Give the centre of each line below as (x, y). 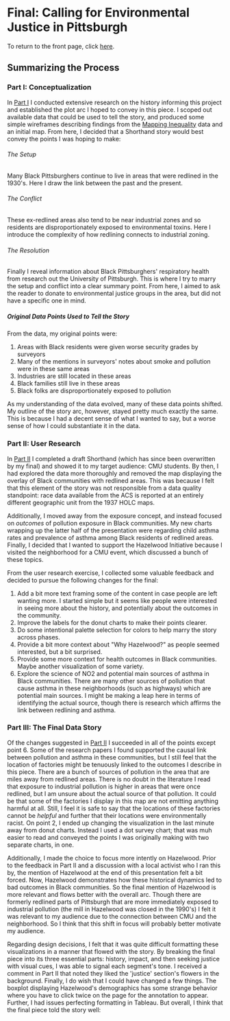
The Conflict (25, 199)
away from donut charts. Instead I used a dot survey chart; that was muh (110, 830)
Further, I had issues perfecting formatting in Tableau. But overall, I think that (115, 1002)
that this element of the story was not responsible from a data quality (104, 488)
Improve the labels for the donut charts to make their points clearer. (112, 622)
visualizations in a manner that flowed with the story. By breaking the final (111, 951)
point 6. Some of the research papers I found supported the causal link (107, 750)
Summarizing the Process (63, 68)
